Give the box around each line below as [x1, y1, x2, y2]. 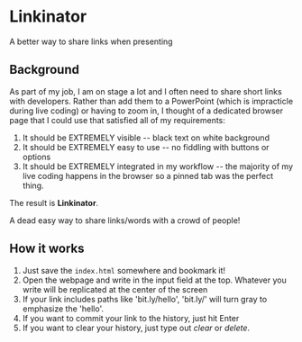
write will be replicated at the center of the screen [22, 283, 208, 294]
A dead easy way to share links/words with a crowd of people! [9, 214, 241, 226]
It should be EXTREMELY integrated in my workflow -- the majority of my [22, 160, 294, 172]
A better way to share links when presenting [9, 36, 173, 47]
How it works [9, 241, 85, 256]
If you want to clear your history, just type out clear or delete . [22, 322, 251, 333]
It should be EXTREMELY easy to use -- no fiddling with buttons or [22, 141, 270, 152]
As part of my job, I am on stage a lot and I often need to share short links [9, 85, 282, 96]
